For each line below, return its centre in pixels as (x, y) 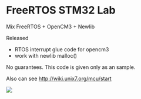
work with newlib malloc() (46, 55)
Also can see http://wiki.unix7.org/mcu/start (59, 78)
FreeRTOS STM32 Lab (61, 10)
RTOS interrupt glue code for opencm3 (62, 49)
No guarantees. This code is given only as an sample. (71, 67)
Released (17, 38)
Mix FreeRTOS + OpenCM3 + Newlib (51, 27)
